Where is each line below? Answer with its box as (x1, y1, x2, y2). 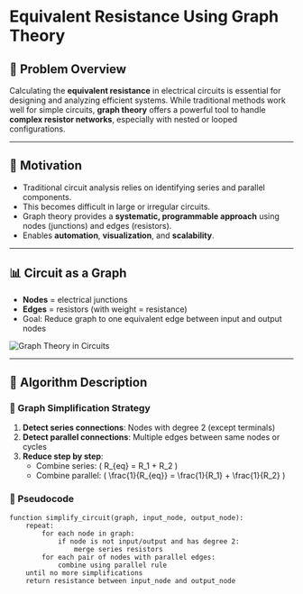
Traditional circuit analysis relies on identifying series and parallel (22, 182, 266, 193)
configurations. (9, 123, 66, 134)
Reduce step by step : (22, 451, 104, 461)
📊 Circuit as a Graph (9, 266, 127, 281)
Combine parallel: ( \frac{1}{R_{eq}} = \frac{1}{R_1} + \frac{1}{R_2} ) (35, 471, 286, 481)
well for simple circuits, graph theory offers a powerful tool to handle (9, 105, 266, 114)
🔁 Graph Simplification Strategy (9, 401, 151, 414)
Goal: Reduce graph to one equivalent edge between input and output (22, 313, 282, 324)
